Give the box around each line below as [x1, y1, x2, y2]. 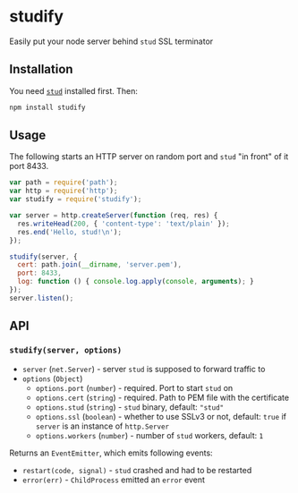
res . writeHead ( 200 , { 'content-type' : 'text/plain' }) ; [17, 219, 230, 228]
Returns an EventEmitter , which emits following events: [9, 447, 213, 458]
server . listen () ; [9, 293, 74, 302]
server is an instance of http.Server [35, 421, 170, 431]
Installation [9, 62, 73, 77]
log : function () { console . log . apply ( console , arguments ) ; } [17, 277, 254, 286]
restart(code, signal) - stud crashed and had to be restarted [21, 464, 252, 475]
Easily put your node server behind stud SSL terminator [9, 36, 214, 47]
